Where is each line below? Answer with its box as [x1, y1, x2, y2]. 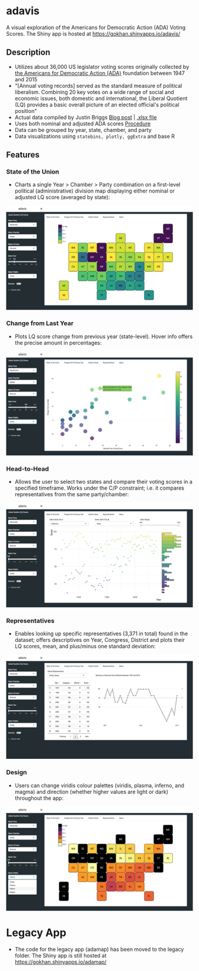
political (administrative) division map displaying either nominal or [14, 187, 175, 194]
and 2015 [14, 75, 37, 83]
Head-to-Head [6, 465, 49, 473]
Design [6, 768, 27, 777]
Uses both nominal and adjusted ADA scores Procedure [14, 120, 151, 127]
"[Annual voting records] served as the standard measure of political [14, 82, 182, 89]
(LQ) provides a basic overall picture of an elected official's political [14, 101, 179, 108]
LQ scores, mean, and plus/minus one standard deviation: [14, 642, 156, 650]
